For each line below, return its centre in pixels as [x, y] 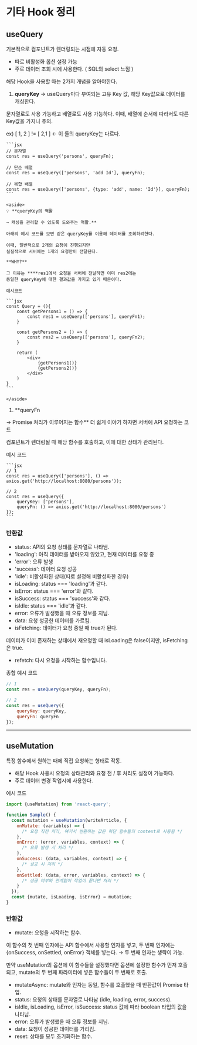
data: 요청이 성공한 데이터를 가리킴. [55, 1029]
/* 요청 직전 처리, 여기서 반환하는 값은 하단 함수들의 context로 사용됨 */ [102, 831]
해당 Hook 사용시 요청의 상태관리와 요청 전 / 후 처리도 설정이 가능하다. [94, 773]
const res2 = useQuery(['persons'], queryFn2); [86, 337]
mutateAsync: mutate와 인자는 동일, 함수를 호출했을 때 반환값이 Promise [98, 985]
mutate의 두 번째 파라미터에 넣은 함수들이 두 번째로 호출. [83, 973]
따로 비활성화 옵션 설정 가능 [46, 62]
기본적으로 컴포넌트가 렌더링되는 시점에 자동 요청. [62, 49]
